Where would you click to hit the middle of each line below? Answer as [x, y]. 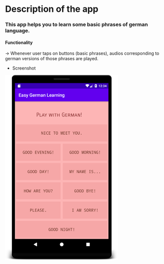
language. [17, 31]
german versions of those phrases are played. [52, 59]
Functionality [19, 42]
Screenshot [24, 68]
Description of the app [52, 9]
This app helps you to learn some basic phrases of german [77, 25]
